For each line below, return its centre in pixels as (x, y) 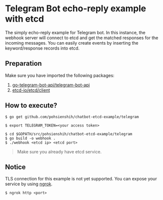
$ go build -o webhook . (30, 138)
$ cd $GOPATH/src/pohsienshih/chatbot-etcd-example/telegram (69, 134)
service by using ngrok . (29, 184)
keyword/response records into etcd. (42, 48)
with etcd (24, 19)
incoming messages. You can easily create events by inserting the (72, 43)
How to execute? (31, 106)
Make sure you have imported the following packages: (60, 75)
